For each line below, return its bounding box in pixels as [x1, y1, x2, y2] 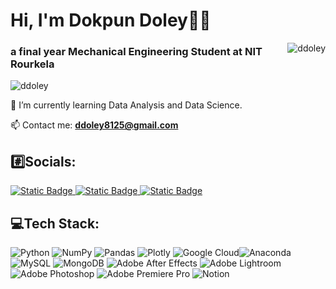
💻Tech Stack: [10, 215, 100, 232]
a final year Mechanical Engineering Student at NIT [10, 45, 263, 59]
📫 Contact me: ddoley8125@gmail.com [10, 119, 179, 131]
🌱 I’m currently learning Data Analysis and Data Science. [10, 99, 243, 111]
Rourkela [10, 57, 55, 71]
